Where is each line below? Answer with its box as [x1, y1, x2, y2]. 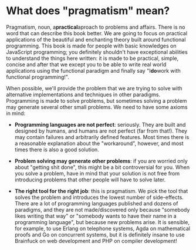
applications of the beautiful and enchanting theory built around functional [6, 36, 186, 43]
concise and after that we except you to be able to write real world [6, 60, 167, 68]
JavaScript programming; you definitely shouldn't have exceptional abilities [6, 48, 188, 55]
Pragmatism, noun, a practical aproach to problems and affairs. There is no [6, 23, 185, 31]
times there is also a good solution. [14, 146, 100, 153]
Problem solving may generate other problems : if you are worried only [14, 157, 188, 164]
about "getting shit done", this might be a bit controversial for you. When [14, 163, 190, 171]
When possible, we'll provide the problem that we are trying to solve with [6, 85, 183, 92]
